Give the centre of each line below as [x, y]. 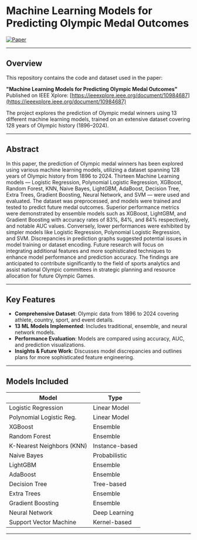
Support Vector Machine [43, 522]
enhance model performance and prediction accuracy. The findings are [92, 257]
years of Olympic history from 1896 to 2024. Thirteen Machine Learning [93, 176]
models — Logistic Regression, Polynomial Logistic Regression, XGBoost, [94, 182]
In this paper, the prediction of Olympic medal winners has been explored [95, 163]
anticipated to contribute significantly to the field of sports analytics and [93, 263]
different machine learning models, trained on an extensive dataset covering [98, 119]
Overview [24, 64]
